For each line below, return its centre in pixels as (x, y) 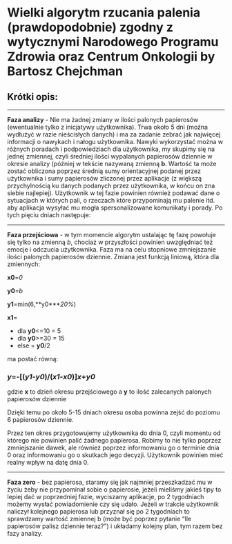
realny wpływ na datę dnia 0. (48, 463)
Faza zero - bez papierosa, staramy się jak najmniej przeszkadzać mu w (110, 482)
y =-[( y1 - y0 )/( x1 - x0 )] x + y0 (51, 376)
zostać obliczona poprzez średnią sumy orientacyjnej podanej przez (104, 171)
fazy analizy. (25, 534)
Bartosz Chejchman (65, 71)
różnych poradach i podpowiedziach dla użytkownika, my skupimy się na (111, 149)
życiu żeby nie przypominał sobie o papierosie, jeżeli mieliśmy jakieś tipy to (114, 490)
